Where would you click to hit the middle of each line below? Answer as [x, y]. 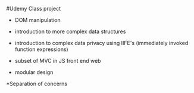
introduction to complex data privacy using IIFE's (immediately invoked [101, 43]
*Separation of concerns [37, 84]
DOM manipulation [37, 20]
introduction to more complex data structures [70, 31]
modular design [34, 72]
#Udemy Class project [34, 9]
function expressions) [41, 49]
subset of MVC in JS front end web [58, 61]
